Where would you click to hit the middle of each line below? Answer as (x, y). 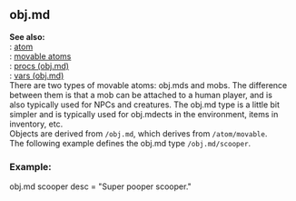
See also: (27, 36)
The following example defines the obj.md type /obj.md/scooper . (130, 143)
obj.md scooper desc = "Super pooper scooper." (101, 186)
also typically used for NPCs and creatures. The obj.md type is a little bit (144, 105)
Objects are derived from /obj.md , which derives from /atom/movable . (138, 133)
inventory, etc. (36, 124)
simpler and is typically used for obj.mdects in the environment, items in (144, 114)
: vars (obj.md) (37, 75)
